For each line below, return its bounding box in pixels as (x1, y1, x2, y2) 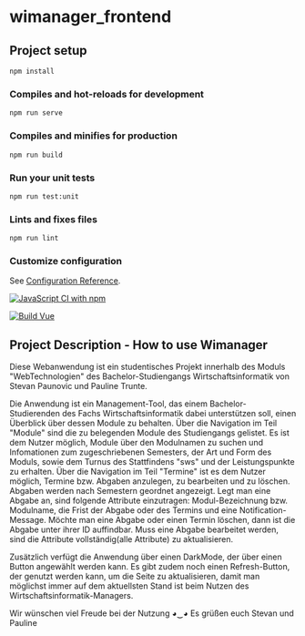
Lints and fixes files (9, 212, 98, 225)
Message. (9, 515, 47, 526)
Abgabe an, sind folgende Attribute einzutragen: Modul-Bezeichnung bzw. (9, 495, 289, 507)
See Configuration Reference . (9, 275, 121, 286)
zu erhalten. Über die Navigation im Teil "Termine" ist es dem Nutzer (9, 467, 267, 477)
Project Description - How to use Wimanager (9, 337, 269, 353)
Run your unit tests (9, 171, 96, 184)
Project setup (9, 43, 88, 58)
